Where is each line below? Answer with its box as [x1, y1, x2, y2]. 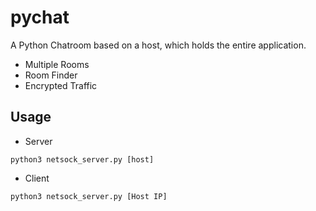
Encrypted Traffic [24, 79, 98, 91]
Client [24, 172, 50, 184]
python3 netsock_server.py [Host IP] [10, 191, 168, 201]
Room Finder [24, 69, 78, 81]
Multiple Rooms [24, 58, 90, 70]
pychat [10, 6, 70, 29]
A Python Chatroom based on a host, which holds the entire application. [10, 39, 307, 51]
